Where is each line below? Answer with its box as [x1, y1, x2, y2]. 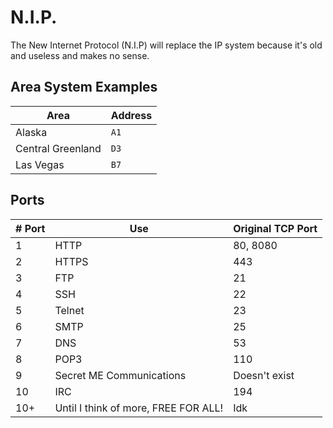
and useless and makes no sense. [10, 49, 150, 61]
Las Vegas [15, 157, 65, 171]
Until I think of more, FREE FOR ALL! [54, 401, 224, 415]
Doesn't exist [233, 368, 295, 382]
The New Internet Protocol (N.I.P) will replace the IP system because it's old [10, 39, 323, 51]
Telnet [54, 303, 85, 317]
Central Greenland [15, 141, 102, 155]
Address [110, 108, 153, 122]
